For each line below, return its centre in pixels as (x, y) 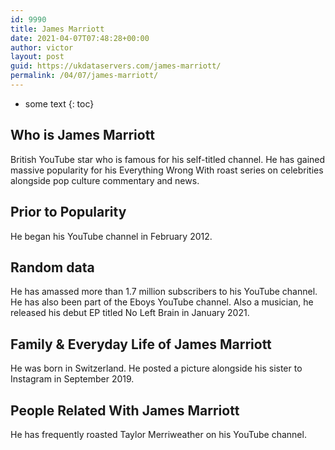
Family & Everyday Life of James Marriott (141, 344)
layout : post (37, 57)
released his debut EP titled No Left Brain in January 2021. (130, 313)
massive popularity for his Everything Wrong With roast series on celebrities (167, 170)
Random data (52, 267)
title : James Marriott (57, 29)
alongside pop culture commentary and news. (105, 180)
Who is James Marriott (82, 135)
